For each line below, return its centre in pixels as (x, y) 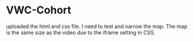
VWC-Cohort (39, 10)
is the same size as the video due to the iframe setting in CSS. (81, 32)
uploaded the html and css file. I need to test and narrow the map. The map (97, 26)
